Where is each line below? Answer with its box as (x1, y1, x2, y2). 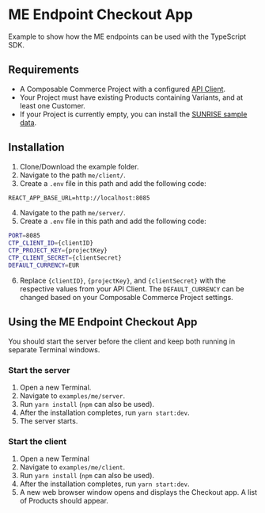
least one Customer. (19, 101, 85, 110)
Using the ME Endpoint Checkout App (8, 315, 198, 329)
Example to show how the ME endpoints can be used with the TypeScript (8, 32, 247, 41)
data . (19, 117, 37, 127)
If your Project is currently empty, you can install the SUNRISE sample (19, 109, 248, 119)
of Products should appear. (19, 496, 109, 506)
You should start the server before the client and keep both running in (8, 336, 236, 346)
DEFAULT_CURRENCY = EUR (8, 261, 80, 269)
